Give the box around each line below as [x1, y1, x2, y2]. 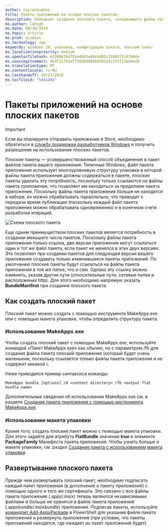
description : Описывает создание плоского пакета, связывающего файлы [5, 17, 155, 22]
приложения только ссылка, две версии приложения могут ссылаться [5, 239, 156, 246]
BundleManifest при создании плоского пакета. [5, 282, 107, 289]
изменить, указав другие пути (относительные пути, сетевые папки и [5, 272, 154, 278]
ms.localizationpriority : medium [5, 49, 75, 54]
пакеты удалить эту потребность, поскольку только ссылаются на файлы [5, 178, 163, 184]
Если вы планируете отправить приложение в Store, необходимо [5, 136, 145, 142]
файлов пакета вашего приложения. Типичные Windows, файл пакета [5, 162, 154, 168]
